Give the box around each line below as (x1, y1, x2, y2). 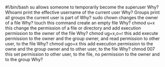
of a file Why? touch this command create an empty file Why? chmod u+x (5, 20, 155, 26)
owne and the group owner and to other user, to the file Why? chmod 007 (5, 46, 155, 52)
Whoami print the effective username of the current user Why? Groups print (5, 9, 160, 15)
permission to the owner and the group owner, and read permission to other (5, 35, 160, 41)
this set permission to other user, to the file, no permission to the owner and (5, 51, 160, 57)
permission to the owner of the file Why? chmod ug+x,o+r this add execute (5, 31, 159, 36)
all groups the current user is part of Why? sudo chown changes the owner (5, 15, 159, 20)
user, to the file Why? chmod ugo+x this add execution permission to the (5, 41, 154, 46)
